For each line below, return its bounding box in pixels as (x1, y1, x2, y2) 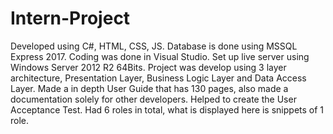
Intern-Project (10, 7, 131, 30)
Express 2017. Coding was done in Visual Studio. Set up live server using (10, 50, 310, 62)
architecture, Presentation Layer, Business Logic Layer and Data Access (10, 72, 307, 84)
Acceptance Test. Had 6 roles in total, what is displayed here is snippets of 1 (10, 103, 325, 116)
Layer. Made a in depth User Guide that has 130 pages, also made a (10, 82, 289, 94)
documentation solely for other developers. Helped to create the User (10, 93, 297, 105)
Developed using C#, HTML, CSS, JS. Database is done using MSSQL (10, 40, 298, 52)
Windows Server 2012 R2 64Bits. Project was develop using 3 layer (10, 61, 287, 73)
